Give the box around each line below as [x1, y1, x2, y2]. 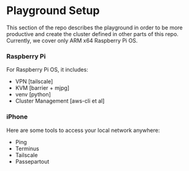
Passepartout [15, 158, 50, 165]
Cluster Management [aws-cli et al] [15, 97, 105, 104]
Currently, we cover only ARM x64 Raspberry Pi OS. [6, 37, 138, 44]
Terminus [15, 145, 39, 152]
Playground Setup [6, 4, 100, 18]
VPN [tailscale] [15, 78, 53, 85]
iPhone [6, 112, 28, 121]
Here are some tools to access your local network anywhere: [6, 126, 160, 134]
